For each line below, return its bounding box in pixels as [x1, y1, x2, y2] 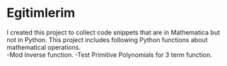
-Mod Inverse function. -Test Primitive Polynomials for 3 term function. [6, 51, 213, 59]
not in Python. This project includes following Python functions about [6, 35, 208, 44]
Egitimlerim [6, 5, 76, 21]
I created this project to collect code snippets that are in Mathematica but [6, 28, 221, 37]
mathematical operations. [6, 43, 81, 51]
